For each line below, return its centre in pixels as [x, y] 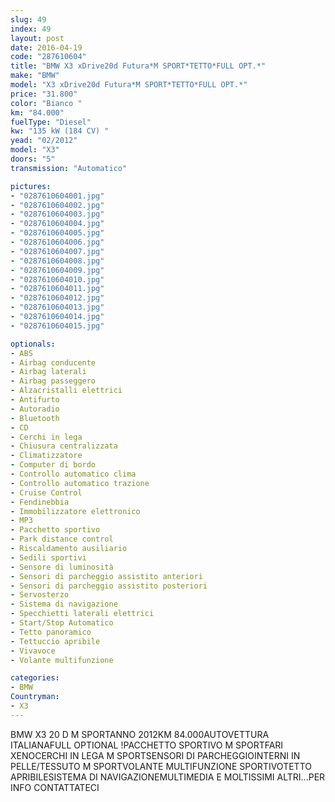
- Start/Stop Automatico [62, 623]
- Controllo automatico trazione [80, 483]
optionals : [33, 344]
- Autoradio [35, 409]
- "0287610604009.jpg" [57, 270]
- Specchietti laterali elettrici [82, 614]
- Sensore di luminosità [62, 567]
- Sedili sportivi [48, 557]
